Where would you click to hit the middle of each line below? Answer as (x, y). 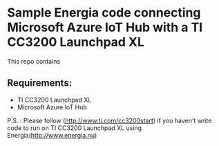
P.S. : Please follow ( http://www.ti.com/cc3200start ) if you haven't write (109, 120)
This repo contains (34, 61)
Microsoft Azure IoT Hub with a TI (105, 27)
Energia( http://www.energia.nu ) (52, 135)
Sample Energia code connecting (104, 13)
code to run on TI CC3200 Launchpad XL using (75, 128)
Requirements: (40, 83)
